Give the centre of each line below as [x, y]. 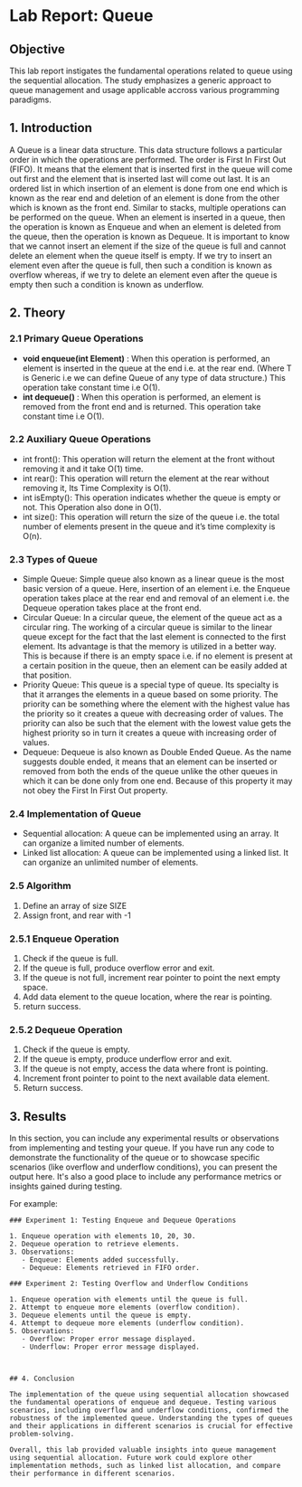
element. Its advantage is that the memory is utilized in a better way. [150, 647]
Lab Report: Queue [81, 16]
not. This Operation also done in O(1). [92, 507]
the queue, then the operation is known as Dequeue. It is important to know [150, 236]
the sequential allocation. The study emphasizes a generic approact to [141, 81]
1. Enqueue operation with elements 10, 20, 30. [103, 1236]
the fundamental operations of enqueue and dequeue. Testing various [143, 1403]
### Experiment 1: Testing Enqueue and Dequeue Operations [123, 1221]
